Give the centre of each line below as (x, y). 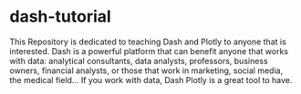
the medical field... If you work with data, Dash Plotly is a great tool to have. (151, 80)
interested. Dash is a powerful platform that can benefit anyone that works (149, 51)
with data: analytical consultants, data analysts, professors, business (139, 61)
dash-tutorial (60, 17)
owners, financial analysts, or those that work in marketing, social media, (146, 70)
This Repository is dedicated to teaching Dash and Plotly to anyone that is (148, 42)
